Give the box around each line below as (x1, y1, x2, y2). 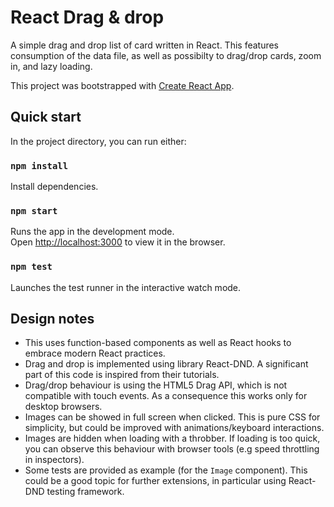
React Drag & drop (10, 6, 165, 29)
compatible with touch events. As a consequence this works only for (24, 390, 308, 402)
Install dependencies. (10, 181, 99, 193)
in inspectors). (24, 454, 85, 466)
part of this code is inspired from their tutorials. (24, 369, 220, 381)
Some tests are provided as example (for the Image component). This (24, 464, 308, 476)
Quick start (10, 109, 82, 126)
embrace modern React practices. (24, 347, 166, 360)
